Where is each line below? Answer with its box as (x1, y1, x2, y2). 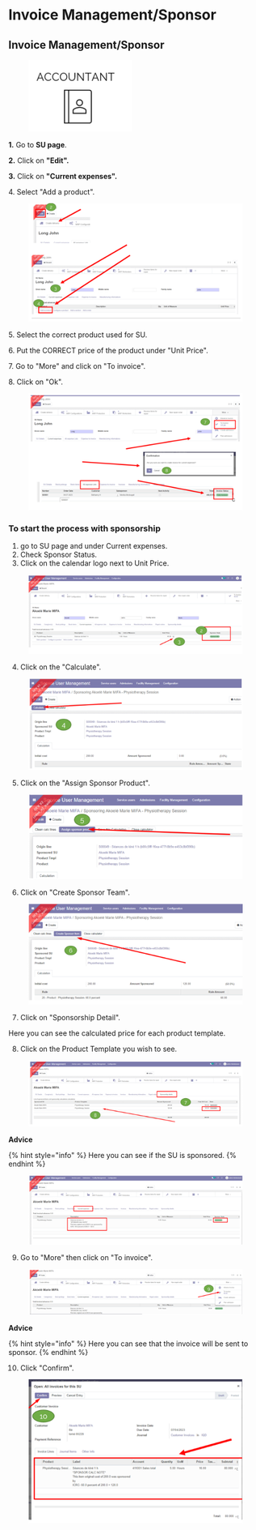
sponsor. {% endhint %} (8, 1347, 89, 1357)
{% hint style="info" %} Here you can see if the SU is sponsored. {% (8, 1151, 237, 1160)
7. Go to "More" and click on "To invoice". (8, 361, 146, 370)
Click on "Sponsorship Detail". (19, 1012, 121, 1022)
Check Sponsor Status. (19, 549, 98, 560)
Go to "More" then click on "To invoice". (19, 1253, 153, 1263)
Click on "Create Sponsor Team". (19, 887, 131, 897)
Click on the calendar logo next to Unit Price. (19, 558, 170, 568)
